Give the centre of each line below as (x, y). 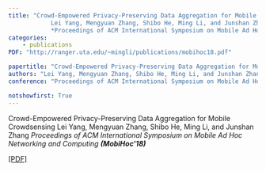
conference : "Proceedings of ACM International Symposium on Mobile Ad (129, 81)
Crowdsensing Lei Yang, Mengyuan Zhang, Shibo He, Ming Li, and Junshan (131, 127)
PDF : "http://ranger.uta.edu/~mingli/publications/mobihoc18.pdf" (120, 52)
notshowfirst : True (40, 96)
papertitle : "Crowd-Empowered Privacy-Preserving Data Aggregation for (129, 67)
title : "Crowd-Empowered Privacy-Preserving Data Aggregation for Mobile (133, 15)
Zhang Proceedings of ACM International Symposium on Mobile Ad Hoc (125, 135)
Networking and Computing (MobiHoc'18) (77, 143)
